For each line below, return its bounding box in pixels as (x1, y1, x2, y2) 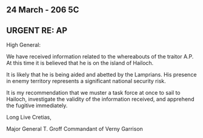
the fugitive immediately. (6, 102, 68, 109)
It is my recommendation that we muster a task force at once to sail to (6, 89, 181, 96)
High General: (6, 42, 41, 49)
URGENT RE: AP (6, 25, 68, 36)
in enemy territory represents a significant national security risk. (6, 78, 166, 85)
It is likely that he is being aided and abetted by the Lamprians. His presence (6, 71, 197, 78)
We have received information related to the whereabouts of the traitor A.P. (6, 53, 194, 60)
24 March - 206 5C (6, 5, 79, 15)
